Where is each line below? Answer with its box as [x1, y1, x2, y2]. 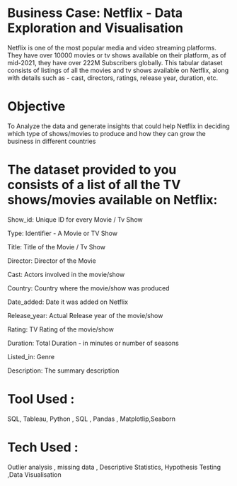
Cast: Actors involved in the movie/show [7, 270, 125, 278]
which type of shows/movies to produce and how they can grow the [7, 129, 207, 137]
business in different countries [7, 137, 96, 145]
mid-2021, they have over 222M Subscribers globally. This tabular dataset [7, 58, 223, 67]
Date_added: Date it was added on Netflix [7, 298, 129, 306]
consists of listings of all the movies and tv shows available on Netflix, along [7, 66, 229, 74]
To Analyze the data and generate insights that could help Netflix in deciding [7, 122, 230, 130]
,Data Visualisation [7, 470, 62, 479]
